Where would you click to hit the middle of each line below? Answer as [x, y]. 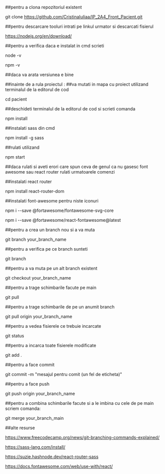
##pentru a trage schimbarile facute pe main [51, 287]
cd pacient [16, 99]
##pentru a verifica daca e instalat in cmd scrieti [55, 46]
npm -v [13, 65]
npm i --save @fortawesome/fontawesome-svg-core [59, 210]
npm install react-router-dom [35, 191]
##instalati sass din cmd [30, 128]
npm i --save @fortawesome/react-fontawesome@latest [63, 220]
